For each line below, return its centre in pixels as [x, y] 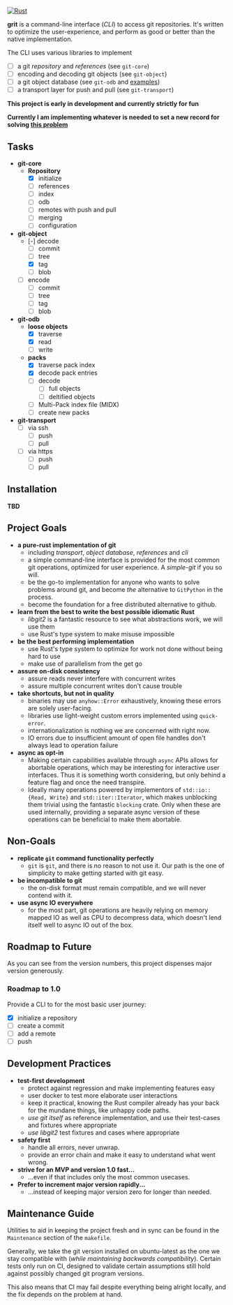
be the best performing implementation [76, 641]
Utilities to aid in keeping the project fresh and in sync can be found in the [113, 1230]
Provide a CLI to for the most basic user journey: [77, 1004]
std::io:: [197, 790]
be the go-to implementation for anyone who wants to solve [114, 582]
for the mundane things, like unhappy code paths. [99, 1110]
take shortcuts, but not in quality [66, 693]
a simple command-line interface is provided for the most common [123, 560]
